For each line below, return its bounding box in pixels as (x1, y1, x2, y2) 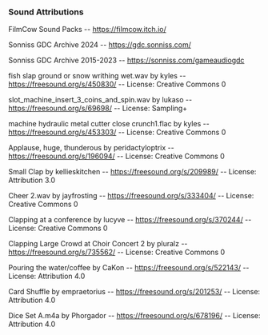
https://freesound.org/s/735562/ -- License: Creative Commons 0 (8, 247, 226, 257)
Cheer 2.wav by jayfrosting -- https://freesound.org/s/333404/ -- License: (8, 191, 254, 201)
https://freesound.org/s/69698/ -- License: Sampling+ (8, 103, 188, 114)
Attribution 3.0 (8, 175, 56, 185)
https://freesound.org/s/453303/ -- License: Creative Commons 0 (8, 127, 226, 138)
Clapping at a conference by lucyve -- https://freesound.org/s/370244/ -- (8, 215, 252, 225)
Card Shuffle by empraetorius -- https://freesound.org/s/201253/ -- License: (8, 287, 261, 297)
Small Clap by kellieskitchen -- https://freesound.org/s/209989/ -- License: (8, 167, 257, 177)
